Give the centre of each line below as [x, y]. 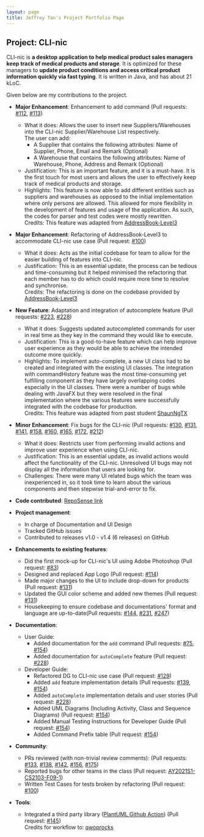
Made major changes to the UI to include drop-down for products [107, 581]
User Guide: [39, 637]
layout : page [23, 12]
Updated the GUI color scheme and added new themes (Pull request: [111, 593]
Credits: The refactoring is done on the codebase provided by [102, 292]
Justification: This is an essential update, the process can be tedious [111, 266]
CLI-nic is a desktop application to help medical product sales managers [100, 57]
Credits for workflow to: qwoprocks [69, 827]
